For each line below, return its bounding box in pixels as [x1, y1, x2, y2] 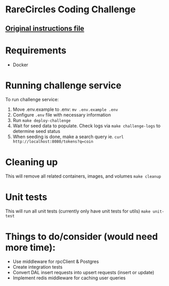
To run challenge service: [5, 97, 59, 103]
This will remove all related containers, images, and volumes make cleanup [5, 173, 161, 179]
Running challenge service [5, 80, 122, 91]
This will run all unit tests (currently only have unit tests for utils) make [5, 208, 151, 214]
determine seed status [12, 128, 60, 135]
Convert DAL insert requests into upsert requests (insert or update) [12, 270, 155, 276]
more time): [5, 241, 56, 253]
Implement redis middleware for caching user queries [12, 275, 126, 281]
